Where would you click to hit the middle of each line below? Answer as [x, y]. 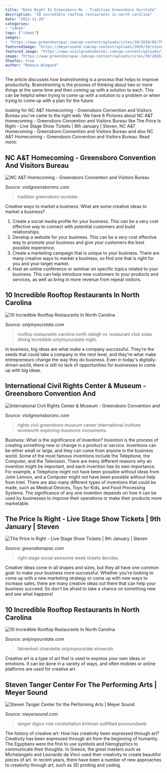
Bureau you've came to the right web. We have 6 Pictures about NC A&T [79, 115]
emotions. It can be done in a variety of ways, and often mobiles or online [80, 664]
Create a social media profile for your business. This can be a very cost [85, 221]
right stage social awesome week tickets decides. [68, 558]
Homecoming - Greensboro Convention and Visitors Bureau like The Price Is [83, 121]
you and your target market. [41, 263]
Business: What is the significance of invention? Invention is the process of [82, 440]
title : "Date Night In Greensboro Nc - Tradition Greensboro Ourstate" [81, 10]
